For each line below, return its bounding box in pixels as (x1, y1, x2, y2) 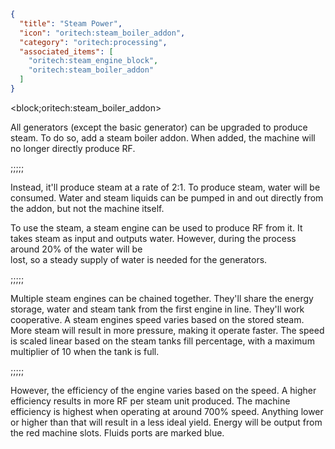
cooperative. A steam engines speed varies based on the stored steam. (10, 313, 305, 325)
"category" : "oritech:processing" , (19, 37, 168, 47)
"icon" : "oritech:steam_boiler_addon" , (19, 28, 186, 38)
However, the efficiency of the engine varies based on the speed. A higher (10, 384, 317, 396)
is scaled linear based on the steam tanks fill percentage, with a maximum (10, 335, 315, 347)
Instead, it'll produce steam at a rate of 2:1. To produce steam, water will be (10, 181, 321, 193)
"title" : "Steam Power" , (19, 18, 123, 29)
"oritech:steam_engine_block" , (28, 56, 159, 66)
